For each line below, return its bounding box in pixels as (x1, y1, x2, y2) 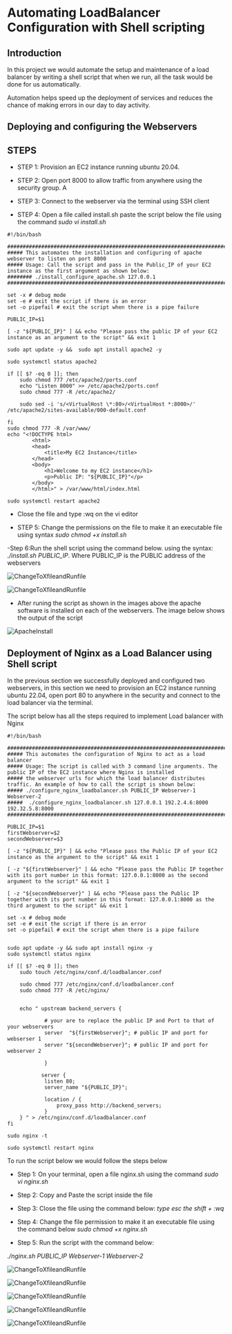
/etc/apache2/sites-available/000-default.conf (7, 407, 147, 414)
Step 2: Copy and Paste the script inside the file (17, 1191, 153, 1199)
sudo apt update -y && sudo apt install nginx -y (7, 945, 153, 952)
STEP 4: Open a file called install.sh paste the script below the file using (17, 210, 222, 219)
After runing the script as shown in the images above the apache (17, 599, 202, 607)
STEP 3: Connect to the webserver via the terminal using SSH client (17, 197, 210, 206)
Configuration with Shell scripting (7, 19, 205, 35)
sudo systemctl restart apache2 (7, 498, 100, 505)
